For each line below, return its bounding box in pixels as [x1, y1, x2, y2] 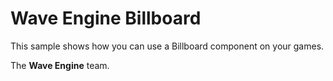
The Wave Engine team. [10, 59, 110, 71]
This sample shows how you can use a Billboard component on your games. [10, 40, 325, 52]
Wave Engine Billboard [10, 7, 202, 30]
